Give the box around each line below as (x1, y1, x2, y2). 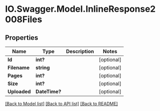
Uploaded (7, 88, 31, 95)
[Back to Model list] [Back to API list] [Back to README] (5, 101, 118, 107)
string (35, 64, 50, 71)
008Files (5, 14, 42, 25)
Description (66, 48, 95, 55)
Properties (5, 33, 38, 42)
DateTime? (35, 88, 62, 95)
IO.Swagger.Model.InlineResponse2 (5, 3, 156, 15)
